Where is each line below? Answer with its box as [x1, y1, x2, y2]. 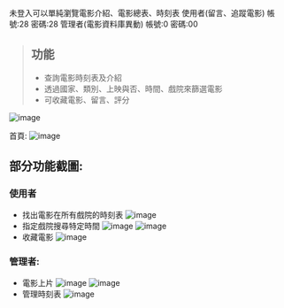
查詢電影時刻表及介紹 [43, 72, 122, 82]
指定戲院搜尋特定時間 [21, 220, 100, 231]
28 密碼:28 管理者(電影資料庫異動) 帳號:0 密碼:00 [19, 19, 198, 29]
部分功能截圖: [9, 158, 84, 174]
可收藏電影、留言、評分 [43, 94, 130, 104]
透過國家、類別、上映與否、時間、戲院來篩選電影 [43, 83, 223, 94]
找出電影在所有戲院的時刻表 [21, 209, 124, 219]
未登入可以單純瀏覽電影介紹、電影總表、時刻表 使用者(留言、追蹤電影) [9, 8, 265, 18]
